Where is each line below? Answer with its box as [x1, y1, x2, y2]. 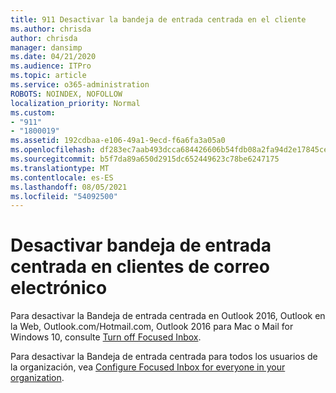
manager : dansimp [10, 42, 83, 53]
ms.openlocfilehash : [10, 145, 97, 155]
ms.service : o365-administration [10, 80, 150, 90]
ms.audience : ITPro [10, 61, 92, 71]
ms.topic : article [10, 71, 87, 81]
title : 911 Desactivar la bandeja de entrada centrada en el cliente [10, 14, 307, 25]
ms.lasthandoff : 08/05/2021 [10, 182, 128, 192]
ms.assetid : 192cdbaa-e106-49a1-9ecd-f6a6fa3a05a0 [10, 136, 226, 146]
